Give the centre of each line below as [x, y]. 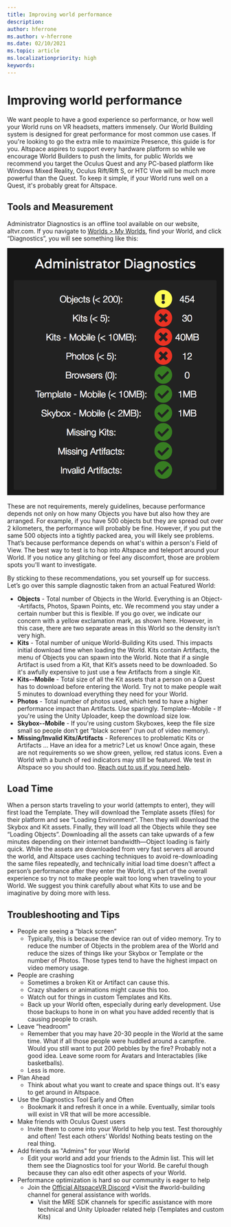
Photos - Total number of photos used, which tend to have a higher [112, 701]
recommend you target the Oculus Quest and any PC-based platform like [110, 163]
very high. [31, 635]
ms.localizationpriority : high [52, 59]
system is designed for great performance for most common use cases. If [112, 134]
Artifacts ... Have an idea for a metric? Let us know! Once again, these [116, 745]
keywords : [21, 65]
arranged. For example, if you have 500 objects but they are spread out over [115, 521]
